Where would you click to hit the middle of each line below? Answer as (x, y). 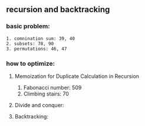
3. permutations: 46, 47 (37, 49)
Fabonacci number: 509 (52, 87)
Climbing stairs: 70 (46, 94)
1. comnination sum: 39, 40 (41, 38)
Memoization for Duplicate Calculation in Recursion (77, 76)
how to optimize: (30, 63)
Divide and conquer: (39, 105)
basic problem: (28, 26)
